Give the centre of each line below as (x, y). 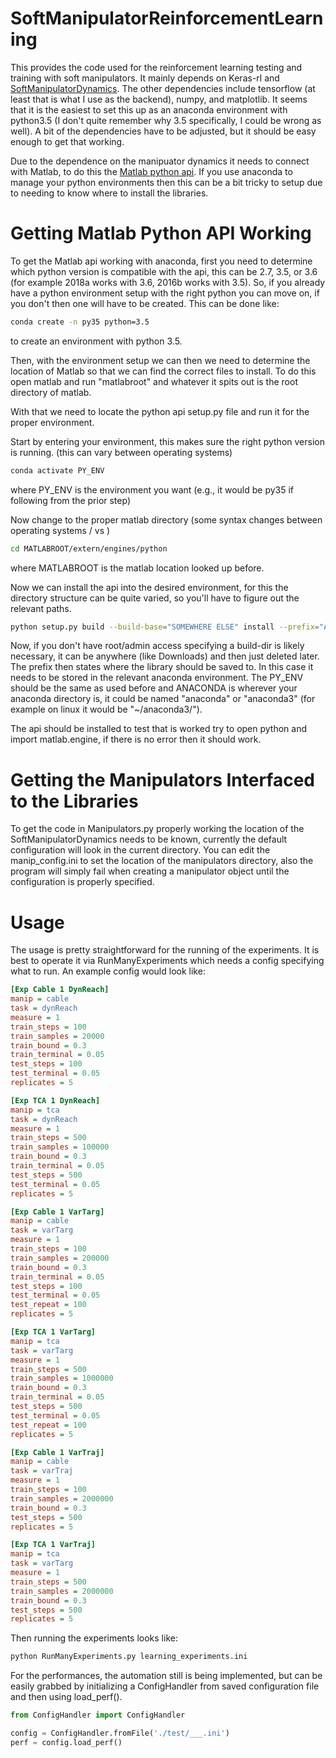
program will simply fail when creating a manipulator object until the (150, 871)
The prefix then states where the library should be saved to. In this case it (162, 667)
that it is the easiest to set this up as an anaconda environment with (149, 109)
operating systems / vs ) (60, 530)
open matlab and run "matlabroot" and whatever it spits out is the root (154, 381)
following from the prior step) (70, 500)
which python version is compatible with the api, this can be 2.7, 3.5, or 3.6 (164, 271)
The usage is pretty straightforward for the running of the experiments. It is (165, 950)
